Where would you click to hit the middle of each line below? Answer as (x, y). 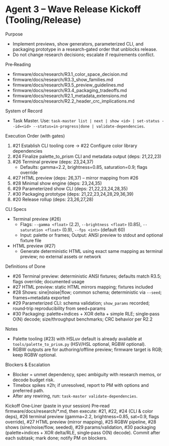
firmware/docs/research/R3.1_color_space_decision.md (70, 74)
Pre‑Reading (18, 64)
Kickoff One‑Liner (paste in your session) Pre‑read (58, 406)
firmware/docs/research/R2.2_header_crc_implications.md (73, 101)
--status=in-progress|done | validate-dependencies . (89, 126)
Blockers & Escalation (28, 365)
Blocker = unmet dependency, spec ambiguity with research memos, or (87, 374)
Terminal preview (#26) (37, 219)
